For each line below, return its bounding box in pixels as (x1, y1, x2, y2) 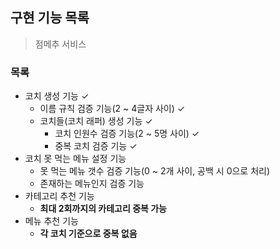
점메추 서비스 (34, 38, 87, 50)
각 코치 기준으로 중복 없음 (39, 228, 138, 240)
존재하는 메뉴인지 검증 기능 (39, 178, 145, 190)
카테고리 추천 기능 (24, 190, 95, 202)
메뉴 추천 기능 (24, 215, 79, 227)
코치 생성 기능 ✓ (24, 90, 90, 102)
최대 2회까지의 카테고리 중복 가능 (39, 203, 167, 215)
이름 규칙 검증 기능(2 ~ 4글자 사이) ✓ (39, 103, 186, 115)
